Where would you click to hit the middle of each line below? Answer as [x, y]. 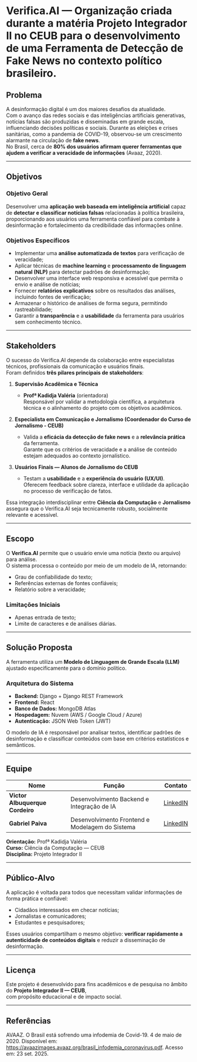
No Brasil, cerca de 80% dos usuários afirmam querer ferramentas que [94, 146]
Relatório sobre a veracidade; [50, 589]
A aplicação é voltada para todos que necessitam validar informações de [94, 892]
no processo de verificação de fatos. [68, 491]
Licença [21, 971]
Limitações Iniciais [33, 605]
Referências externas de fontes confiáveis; [66, 583]
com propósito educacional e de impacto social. [64, 997]
